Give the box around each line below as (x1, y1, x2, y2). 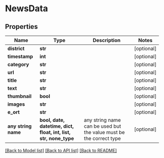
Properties (5, 23, 38, 31)
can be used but (83, 123, 121, 130)
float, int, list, (40, 129, 71, 135)
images (7, 101, 25, 108)
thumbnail (7, 93, 32, 99)
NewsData (5, 3, 48, 14)
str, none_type (40, 135, 74, 142)
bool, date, (40, 117, 65, 123)
